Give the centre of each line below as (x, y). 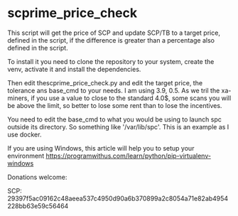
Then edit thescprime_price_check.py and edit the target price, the (105, 82)
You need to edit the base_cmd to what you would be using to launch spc (114, 119)
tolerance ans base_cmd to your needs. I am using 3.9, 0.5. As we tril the (114, 90)
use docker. (25, 134)
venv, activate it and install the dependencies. (74, 69)
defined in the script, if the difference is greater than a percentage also (111, 40)
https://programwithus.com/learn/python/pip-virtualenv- (129, 156)
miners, (18, 98)
